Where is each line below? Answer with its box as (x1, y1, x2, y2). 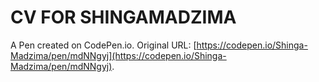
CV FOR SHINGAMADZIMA (10, 6, 237, 29)
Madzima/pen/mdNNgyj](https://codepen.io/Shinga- (10, 49, 227, 61)
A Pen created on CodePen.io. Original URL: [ (10, 39, 197, 51)
